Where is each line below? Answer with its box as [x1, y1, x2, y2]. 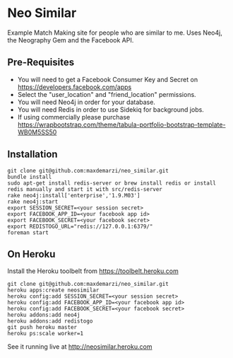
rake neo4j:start [7, 198, 59, 205]
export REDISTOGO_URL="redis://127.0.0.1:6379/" [7, 223, 153, 230]
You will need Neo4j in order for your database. [17, 98, 155, 106]
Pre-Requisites [7, 57, 75, 69]
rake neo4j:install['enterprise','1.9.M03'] [7, 192, 141, 199]
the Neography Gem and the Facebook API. [7, 35, 134, 44]
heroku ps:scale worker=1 [7, 330, 83, 337]
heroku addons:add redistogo [7, 318, 93, 325]
